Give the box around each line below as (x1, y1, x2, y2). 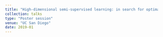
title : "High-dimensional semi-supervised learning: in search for (5, 7, 145, 12)
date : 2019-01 (5, 25, 34, 30)
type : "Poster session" (5, 16, 53, 21)
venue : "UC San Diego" (5, 20, 51, 25)
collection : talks (5, 12, 42, 16)
